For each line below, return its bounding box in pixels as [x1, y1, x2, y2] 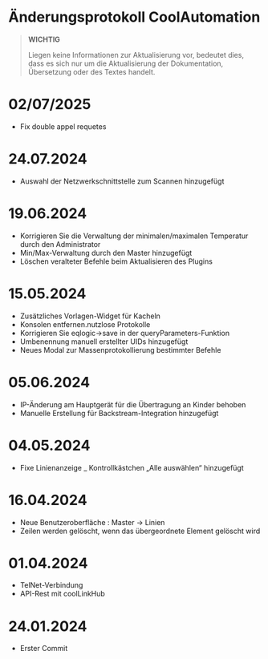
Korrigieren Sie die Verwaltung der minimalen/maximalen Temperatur [19, 231, 249, 241]
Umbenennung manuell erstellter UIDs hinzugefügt [19, 337, 189, 346]
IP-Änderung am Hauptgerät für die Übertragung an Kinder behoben [19, 399, 246, 409]
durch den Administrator [19, 239, 101, 249]
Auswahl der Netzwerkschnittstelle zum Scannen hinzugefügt [19, 176, 225, 186]
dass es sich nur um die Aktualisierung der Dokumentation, [27, 59, 224, 68]
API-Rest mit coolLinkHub [19, 589, 106, 599]
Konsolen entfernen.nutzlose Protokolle [19, 319, 151, 329]
